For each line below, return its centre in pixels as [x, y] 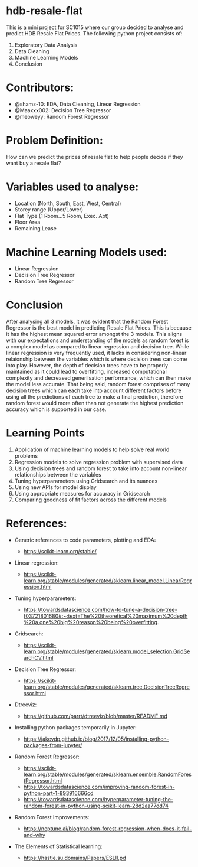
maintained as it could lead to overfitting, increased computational [86, 371]
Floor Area [27, 222]
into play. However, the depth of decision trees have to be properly [87, 365]
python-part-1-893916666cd [58, 793]
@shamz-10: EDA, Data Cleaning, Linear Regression [77, 104]
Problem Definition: [55, 141]
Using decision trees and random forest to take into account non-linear [101, 468]
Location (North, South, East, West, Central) [68, 203]
